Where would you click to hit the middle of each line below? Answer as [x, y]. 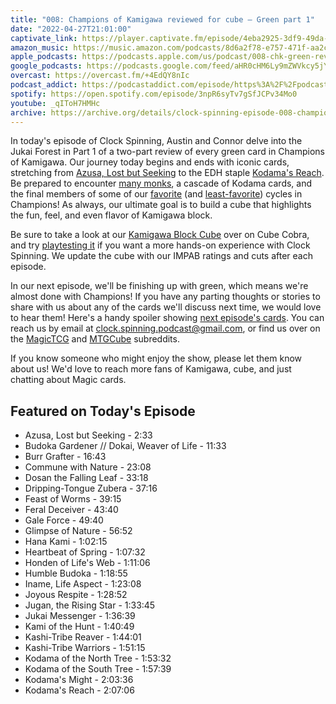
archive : [28, 112]
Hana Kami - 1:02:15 [66, 542]
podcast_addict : [44, 85]
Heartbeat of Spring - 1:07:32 [85, 552]
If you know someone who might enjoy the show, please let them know [156, 358]
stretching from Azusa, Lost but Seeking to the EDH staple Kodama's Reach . [167, 173]
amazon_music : [40, 47]
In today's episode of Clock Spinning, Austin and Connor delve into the [156, 141]
